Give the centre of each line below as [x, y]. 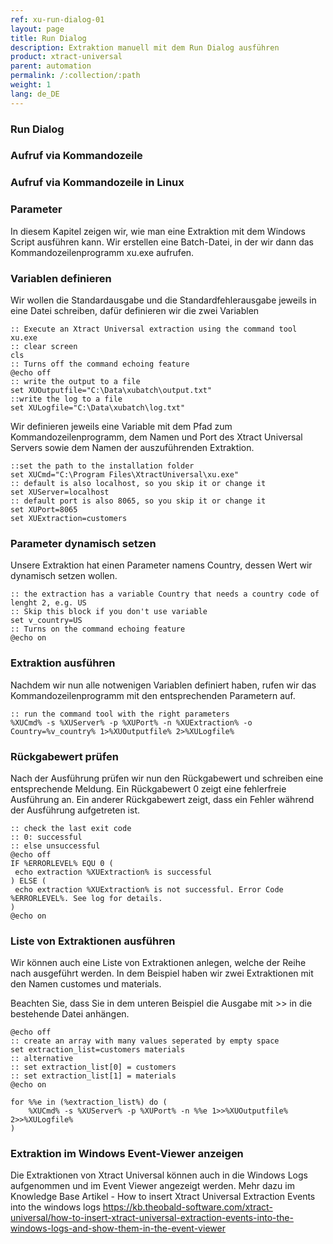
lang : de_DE [35, 94]
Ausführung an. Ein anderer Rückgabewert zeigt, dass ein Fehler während [162, 799]
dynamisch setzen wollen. [64, 576]
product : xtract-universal [66, 57]
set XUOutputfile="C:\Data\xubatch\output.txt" [111, 390]
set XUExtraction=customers [69, 518]
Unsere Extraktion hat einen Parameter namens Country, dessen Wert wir [161, 565]
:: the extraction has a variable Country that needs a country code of [165, 594]
